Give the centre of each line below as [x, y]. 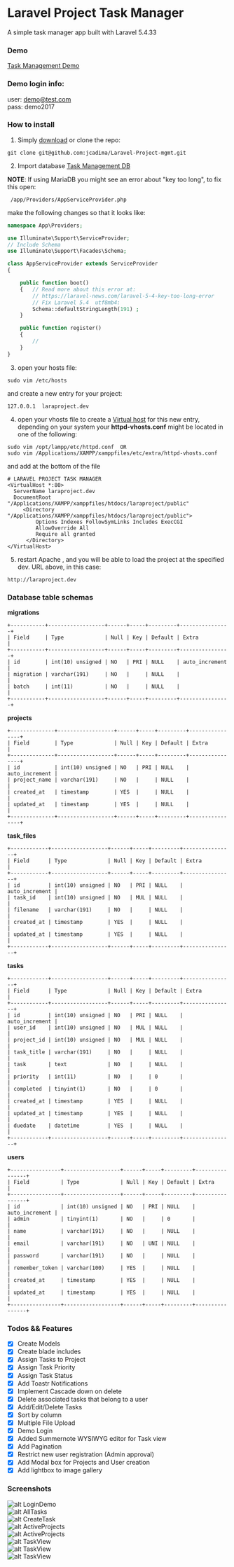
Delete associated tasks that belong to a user [83, 1399]
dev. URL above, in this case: [59, 567]
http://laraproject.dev [42, 579]
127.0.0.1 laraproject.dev [48, 406]
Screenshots [29, 1489]
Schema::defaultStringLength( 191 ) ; [86, 309]
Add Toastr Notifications [53, 1383]
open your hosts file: [47, 367]
